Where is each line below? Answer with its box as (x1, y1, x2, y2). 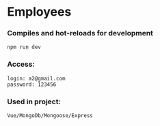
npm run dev (7, 44, 41, 51)
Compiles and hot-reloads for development (7, 29, 154, 38)
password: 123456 (7, 81, 57, 88)
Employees (7, 4, 72, 20)
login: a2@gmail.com (7, 75, 66, 82)
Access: (7, 59, 36, 69)
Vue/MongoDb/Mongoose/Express (7, 112, 94, 119)
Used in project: (7, 97, 62, 106)
